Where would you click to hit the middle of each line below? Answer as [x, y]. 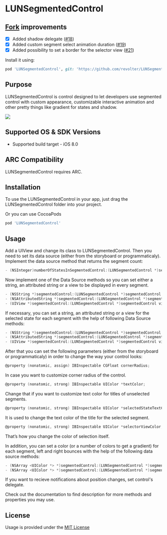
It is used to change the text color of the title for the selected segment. [77, 417]
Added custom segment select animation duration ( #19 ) [69, 45]
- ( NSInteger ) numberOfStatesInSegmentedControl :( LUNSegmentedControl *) [82, 270]
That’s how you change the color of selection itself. [57, 436]
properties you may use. [30, 500]
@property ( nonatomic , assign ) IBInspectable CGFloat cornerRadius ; [78, 366]
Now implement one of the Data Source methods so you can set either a [79, 280]
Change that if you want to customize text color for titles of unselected [78, 393]
